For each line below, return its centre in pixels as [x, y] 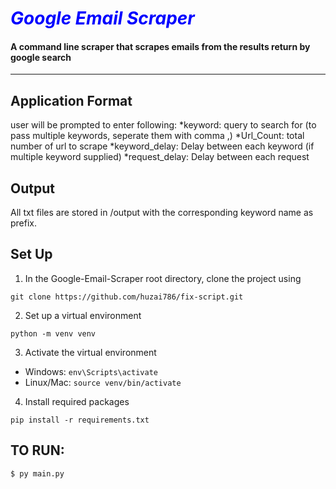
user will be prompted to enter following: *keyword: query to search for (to [163, 125]
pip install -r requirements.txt [80, 420]
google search [41, 57]
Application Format [71, 100]
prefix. [24, 223]
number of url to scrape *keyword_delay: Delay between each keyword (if [162, 146]
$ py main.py [37, 473]
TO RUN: [37, 450]
